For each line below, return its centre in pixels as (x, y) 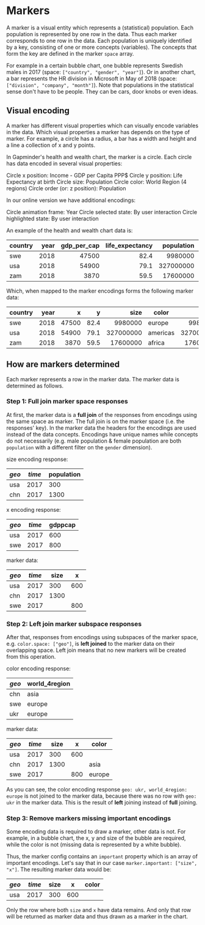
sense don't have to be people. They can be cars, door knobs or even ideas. (102, 91)
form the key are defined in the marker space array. (70, 53)
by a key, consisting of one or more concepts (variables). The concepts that (102, 47)
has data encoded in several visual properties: (64, 163)
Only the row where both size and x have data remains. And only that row (99, 910)
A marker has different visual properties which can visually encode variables (103, 125)
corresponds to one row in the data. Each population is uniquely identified (99, 40)
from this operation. (31, 657)
